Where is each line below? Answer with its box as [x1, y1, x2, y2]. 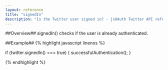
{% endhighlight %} [5, 59, 46, 65]
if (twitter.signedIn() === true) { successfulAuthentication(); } [5, 49, 131, 55]
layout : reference [5, 7, 43, 12]
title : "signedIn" [5, 12, 43, 17]
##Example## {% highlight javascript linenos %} [5, 40, 105, 46]
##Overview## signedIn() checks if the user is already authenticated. [5, 30, 148, 36]
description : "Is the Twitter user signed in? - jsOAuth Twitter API [5, 16, 153, 21]
